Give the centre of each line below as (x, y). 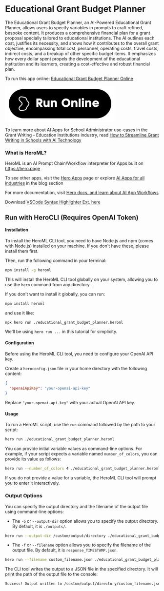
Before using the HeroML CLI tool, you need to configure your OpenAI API (79, 354)
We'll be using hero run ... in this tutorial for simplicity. (61, 332)
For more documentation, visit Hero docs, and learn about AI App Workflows (82, 193)
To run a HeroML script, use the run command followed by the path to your (80, 425)
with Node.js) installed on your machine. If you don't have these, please (77, 246)
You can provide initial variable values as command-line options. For (74, 449)
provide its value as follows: (33, 459)
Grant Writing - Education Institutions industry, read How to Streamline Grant (82, 135)
